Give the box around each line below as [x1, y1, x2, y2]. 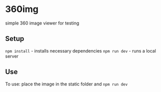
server [5, 53, 19, 59]
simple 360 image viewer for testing [5, 20, 79, 26]
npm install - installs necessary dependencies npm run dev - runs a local [5, 47, 156, 53]
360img [5, 3, 38, 15]
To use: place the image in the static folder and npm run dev [5, 81, 128, 87]
